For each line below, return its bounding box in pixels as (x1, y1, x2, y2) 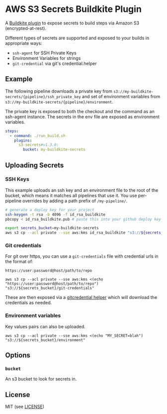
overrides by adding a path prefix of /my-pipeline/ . (22, 198, 128, 204)
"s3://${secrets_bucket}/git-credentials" (5, 285, 94, 291)
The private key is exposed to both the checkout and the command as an (5, 108, 155, 114)
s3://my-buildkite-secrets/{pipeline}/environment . (5, 99, 113, 105)
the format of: (5, 259, 33, 265)
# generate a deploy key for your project (5, 207, 94, 212)
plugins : (14, 138, 32, 143)
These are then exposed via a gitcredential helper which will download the (5, 294, 158, 300)
